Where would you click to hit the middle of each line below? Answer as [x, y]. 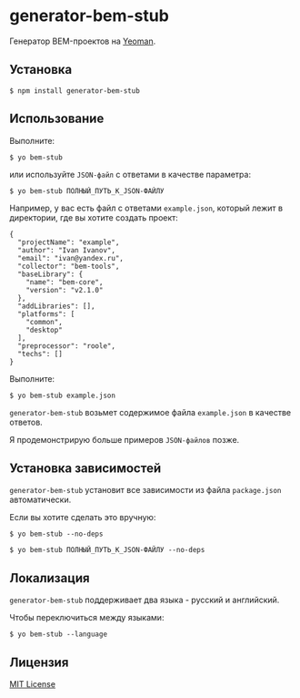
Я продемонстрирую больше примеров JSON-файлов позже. [125, 439]
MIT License [33, 684]
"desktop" [45, 330]
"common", [45, 322]
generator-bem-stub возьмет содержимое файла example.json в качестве [150, 412]
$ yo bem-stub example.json [63, 395]
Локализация [50, 578]
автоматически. [40, 500]
